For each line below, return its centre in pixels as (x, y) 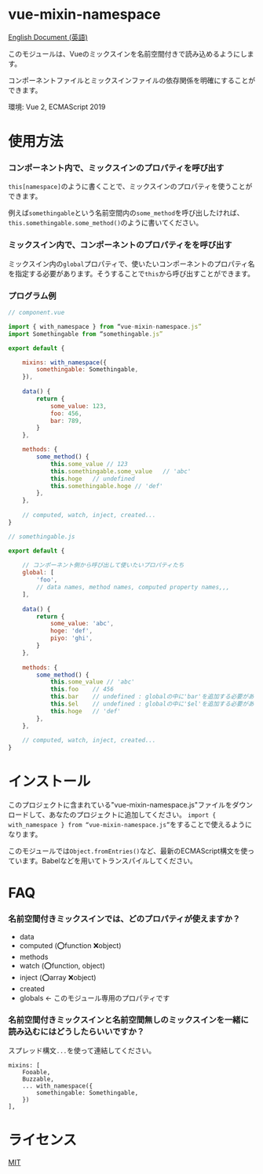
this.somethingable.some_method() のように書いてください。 (106, 223)
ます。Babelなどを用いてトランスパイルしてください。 (110, 861)
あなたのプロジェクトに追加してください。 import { (132, 815)
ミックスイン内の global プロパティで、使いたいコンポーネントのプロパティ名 (131, 264)
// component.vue (37, 313)
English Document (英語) (48, 37)
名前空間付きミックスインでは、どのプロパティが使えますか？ (124, 919)
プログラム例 (32, 296)
